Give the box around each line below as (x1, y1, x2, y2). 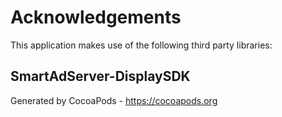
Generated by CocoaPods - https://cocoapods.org (10, 94, 218, 106)
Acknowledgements (10, 6, 182, 29)
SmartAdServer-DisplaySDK (10, 68, 191, 85)
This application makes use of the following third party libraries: (10, 39, 273, 51)
